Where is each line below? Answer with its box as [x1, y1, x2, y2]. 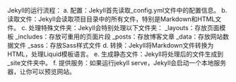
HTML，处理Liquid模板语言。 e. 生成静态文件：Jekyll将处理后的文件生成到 [7, 50, 224, 58]
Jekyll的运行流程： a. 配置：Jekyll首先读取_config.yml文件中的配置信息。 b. [7, 6, 228, 14]
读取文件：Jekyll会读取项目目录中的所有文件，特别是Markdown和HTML [7, 15, 216, 23]
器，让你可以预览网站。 [7, 67, 76, 76]
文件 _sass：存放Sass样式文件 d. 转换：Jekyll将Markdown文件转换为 [13, 41, 214, 49]
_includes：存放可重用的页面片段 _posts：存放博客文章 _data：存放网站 [15, 32, 223, 41]
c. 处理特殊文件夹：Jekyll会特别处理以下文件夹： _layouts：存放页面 [20, 24, 220, 32]
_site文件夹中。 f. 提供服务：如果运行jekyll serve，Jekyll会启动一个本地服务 [7, 59, 227, 67]
